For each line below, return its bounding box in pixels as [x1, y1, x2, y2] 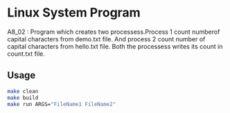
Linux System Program [7, 5, 141, 21]
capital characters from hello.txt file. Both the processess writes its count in [7, 42, 223, 50]
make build [7, 94, 39, 101]
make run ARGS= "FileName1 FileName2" [7, 101, 116, 107]
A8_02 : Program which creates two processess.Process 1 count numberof [7, 28, 220, 36]
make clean [7, 88, 39, 94]
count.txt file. [7, 50, 45, 58]
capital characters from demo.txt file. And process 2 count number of [7, 34, 206, 43]
